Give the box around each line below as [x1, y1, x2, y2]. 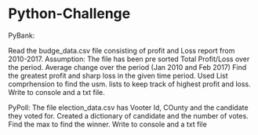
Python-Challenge [8, 5, 131, 23]
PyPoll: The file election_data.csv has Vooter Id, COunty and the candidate [8, 103, 249, 112]
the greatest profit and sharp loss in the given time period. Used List [8, 71, 229, 80]
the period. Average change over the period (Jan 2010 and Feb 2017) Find [8, 62, 247, 71]
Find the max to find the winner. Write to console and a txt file [8, 119, 208, 129]
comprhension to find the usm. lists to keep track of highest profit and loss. [8, 79, 251, 89]
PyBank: [8, 31, 35, 40]
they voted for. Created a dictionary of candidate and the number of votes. [8, 111, 249, 120]
